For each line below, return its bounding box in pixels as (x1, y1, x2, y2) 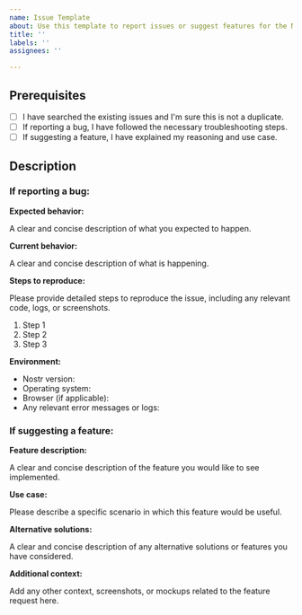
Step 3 (22, 338, 48, 349)
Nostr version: (22, 373, 75, 384)
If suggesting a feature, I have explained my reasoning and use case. (22, 132, 278, 143)
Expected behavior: (9, 206, 84, 216)
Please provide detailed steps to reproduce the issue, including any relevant (9, 293, 290, 303)
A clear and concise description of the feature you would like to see (9, 462, 260, 473)
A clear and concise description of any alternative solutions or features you (9, 541, 288, 552)
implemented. (9, 472, 60, 483)
